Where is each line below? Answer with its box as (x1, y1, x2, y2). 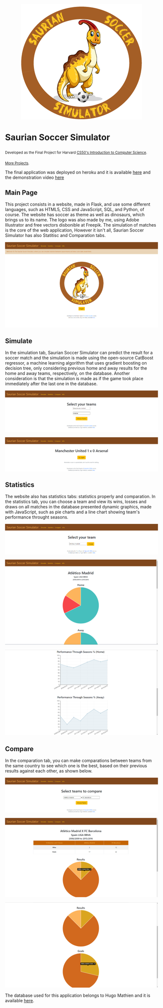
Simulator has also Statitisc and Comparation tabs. (5, 233, 106, 238)
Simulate (5, 337, 33, 345)
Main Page (5, 188, 38, 196)
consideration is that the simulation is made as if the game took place (5, 376, 144, 382)
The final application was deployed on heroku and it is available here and (5, 169, 151, 175)
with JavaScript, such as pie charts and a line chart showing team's (5, 509, 140, 515)
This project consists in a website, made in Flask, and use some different (5, 201, 150, 207)
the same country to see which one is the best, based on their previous (5, 763, 147, 769)
